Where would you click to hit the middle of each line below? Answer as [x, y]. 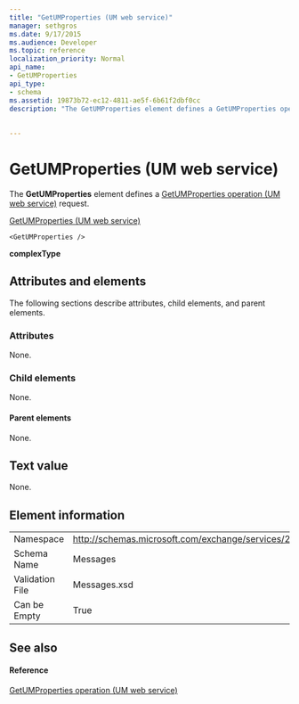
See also [33, 647]
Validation [34, 579]
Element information [67, 515]
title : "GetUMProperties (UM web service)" [91, 17]
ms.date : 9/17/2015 [45, 34]
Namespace [39, 539]
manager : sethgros [43, 26]
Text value [39, 466]
